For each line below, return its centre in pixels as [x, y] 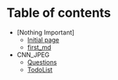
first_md [39, 47]
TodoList [40, 69]
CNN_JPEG [33, 55]
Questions [42, 62]
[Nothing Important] [45, 32]
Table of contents [59, 13]
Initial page [43, 39]
